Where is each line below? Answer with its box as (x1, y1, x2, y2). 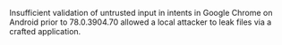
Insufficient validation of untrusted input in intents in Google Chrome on (9, 8, 273, 18)
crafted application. (9, 26, 81, 36)
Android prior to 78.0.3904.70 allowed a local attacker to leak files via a (9, 17, 272, 27)
